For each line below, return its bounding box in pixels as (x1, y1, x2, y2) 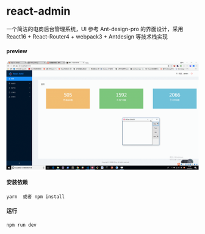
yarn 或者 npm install (6, 194, 65, 200)
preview (6, 47, 27, 54)
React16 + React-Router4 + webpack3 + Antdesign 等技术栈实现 (6, 32, 168, 40)
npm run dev (6, 222, 37, 229)
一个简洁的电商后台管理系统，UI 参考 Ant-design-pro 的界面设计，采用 (6, 25, 184, 32)
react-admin (6, 4, 71, 18)
